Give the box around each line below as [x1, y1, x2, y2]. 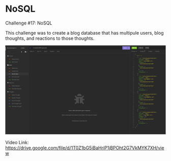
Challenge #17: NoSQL [5, 20, 52, 26]
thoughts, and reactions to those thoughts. [5, 35, 95, 41]
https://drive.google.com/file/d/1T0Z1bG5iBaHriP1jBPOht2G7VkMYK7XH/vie [5, 145, 164, 151]
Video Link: [5, 139, 29, 145]
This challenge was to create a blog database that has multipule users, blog [5, 30, 164, 36]
